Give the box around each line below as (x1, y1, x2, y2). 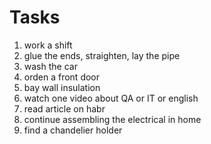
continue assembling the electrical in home (23, 113, 202, 125)
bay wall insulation (23, 81, 101, 93)
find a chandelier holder (23, 124, 123, 136)
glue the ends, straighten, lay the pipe (23, 49, 181, 61)
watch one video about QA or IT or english (23, 92, 199, 104)
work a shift (23, 39, 73, 51)
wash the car (23, 60, 78, 72)
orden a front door (23, 71, 101, 83)
